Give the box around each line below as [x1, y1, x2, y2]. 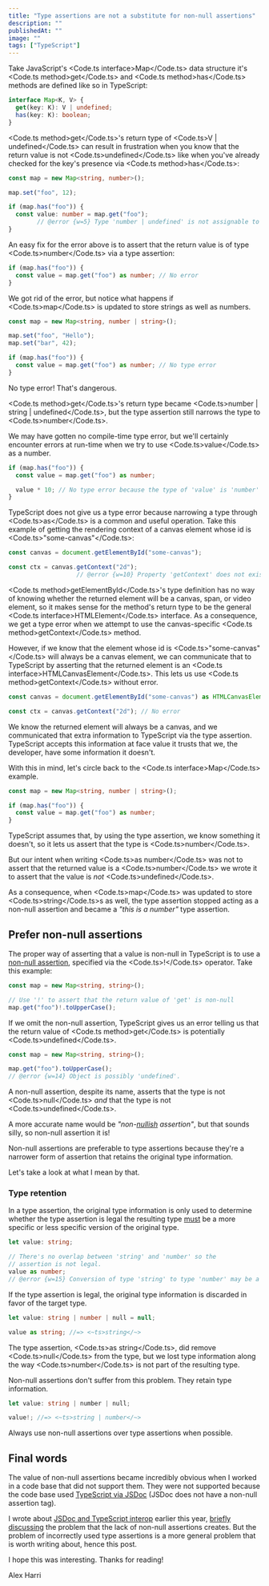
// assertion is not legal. [8, 1260, 102, 1268]
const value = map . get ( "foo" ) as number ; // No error [15, 271, 199, 279]
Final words [8, 1451, 68, 1465]
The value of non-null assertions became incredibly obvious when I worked [8, 1473, 257, 1483]
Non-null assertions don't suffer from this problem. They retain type [8, 1375, 232, 1385]
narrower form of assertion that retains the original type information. [8, 1152, 234, 1162]
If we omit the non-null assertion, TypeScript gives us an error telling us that [8, 1018, 259, 1027]
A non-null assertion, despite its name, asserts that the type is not [8, 1087, 226, 1097]
